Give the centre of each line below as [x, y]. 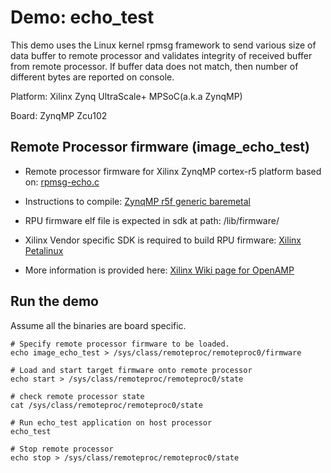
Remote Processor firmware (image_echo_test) [160, 147]
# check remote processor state [77, 396]
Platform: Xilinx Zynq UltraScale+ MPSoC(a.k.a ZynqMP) [126, 96]
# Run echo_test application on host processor [111, 422]
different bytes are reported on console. [92, 77]
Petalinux [44, 250]
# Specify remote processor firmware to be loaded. [120, 344]
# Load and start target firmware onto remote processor [131, 370]
